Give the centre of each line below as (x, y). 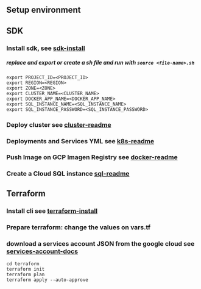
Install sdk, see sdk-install (46, 48)
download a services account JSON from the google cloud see (100, 243)
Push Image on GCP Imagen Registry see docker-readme (92, 157)
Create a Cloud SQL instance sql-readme (68, 174)
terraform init (26, 269)
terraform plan (26, 274)
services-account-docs (42, 251)
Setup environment (44, 10)
